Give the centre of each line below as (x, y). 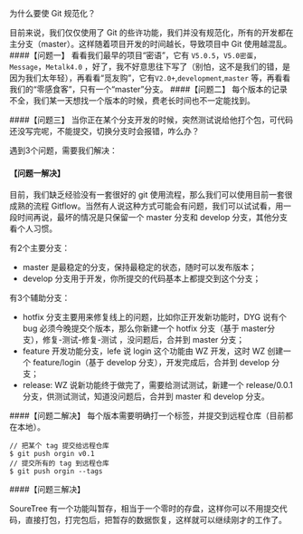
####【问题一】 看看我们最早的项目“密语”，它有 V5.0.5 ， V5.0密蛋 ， (136, 55)
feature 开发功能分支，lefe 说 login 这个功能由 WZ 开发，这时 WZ (144, 351)
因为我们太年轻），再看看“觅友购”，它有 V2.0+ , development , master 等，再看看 (150, 78)
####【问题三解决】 (47, 490)
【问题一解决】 (37, 173)
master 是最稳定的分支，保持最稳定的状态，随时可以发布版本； (140, 267)
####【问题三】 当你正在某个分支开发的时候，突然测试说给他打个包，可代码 (151, 120)
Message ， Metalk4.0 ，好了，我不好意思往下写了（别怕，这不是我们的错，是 (150, 67)
